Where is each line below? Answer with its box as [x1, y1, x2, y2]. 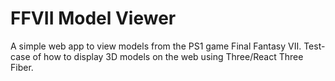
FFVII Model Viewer [10, 7, 177, 30]
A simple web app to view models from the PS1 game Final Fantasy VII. [10, 40, 302, 52]
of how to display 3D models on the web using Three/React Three [32, 50, 304, 62]
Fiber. [10, 61, 34, 73]
